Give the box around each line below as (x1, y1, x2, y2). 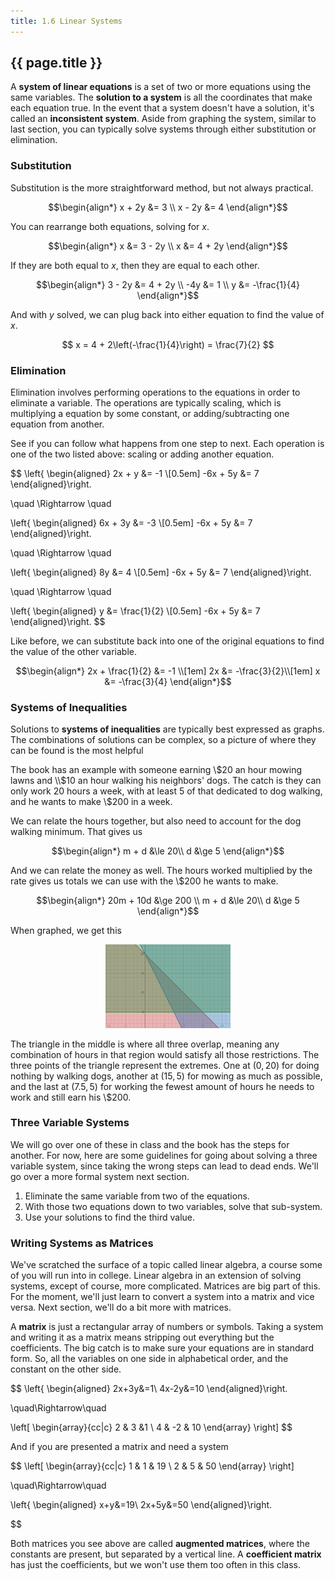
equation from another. (10, 418, 105, 430)
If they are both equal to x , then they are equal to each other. (10, 259, 260, 271)
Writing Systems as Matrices (10, 1236, 154, 1250)
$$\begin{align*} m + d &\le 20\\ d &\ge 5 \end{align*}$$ (51, 845, 285, 857)
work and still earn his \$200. (10, 1091, 132, 1103)
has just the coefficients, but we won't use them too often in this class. (10, 1559, 301, 1571)
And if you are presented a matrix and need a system (10, 1441, 229, 1453)
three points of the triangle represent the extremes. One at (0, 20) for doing (10, 1059, 320, 1071)
